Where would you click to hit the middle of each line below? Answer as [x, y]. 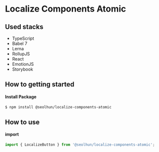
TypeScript [23, 38]
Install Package [21, 97]
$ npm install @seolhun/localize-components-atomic [58, 107]
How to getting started [40, 84]
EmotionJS [23, 64]
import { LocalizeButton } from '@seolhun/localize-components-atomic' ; [80, 145]
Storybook [23, 69]
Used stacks [24, 27]
